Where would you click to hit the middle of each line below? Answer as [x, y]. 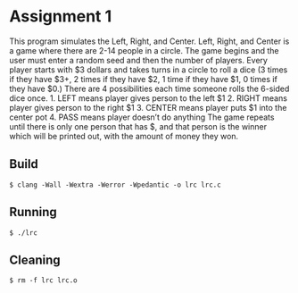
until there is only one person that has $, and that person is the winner [138, 126]
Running [33, 212]
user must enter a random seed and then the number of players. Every [138, 60]
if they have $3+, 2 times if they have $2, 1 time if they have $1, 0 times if [144, 79]
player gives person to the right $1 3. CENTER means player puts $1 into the [148, 107]
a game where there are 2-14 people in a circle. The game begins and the [144, 50]
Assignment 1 [61, 17]
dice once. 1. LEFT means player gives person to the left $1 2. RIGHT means [149, 98]
